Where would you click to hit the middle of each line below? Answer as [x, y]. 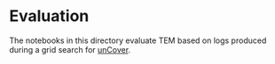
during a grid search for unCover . [70, 49]
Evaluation [49, 16]
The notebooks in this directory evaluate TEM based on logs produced [138, 40]
